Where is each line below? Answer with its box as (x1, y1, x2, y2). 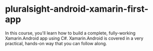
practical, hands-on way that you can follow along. (5, 40, 108, 46)
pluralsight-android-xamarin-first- (5, 3, 149, 15)
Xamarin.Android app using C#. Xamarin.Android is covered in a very (5, 35, 144, 41)
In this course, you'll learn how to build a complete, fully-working (5, 30, 136, 36)
